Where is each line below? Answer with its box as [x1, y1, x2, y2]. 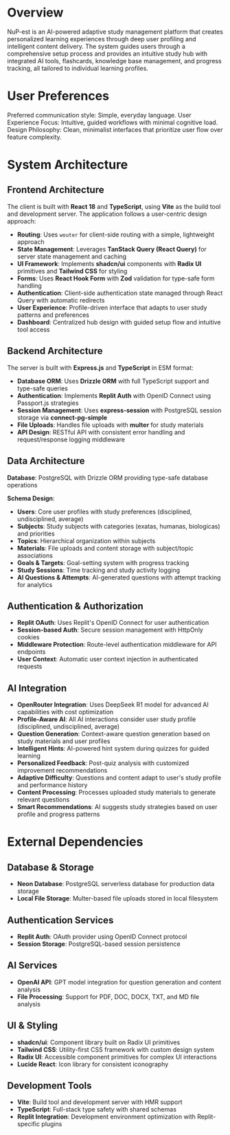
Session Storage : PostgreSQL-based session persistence [16, 940, 181, 948]
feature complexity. [7, 133, 62, 141]
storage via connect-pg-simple [16, 413, 108, 421]
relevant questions [16, 795, 70, 804]
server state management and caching [16, 252, 127, 261]
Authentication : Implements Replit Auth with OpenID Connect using [16, 391, 211, 399]
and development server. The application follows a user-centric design [7, 210, 207, 218]
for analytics [16, 580, 53, 588]
